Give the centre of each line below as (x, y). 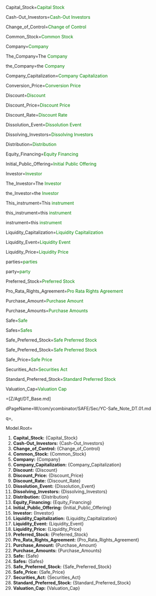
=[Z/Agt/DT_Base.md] (28, 399)
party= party (18, 271)
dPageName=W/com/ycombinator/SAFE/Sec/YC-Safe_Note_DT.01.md (79, 408)
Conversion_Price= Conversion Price (43, 86)
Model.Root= (19, 428)
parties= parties (22, 262)
